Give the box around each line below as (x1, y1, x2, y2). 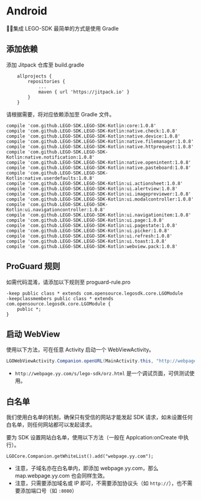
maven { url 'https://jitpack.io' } (38, 89, 130, 95)
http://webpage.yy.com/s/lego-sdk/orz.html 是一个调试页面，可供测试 (14, 370, 190, 377)
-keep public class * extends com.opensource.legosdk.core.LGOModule (6, 290, 184, 297)
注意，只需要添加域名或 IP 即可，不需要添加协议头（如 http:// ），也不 (14, 480, 187, 487)
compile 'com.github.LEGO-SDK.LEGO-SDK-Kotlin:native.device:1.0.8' (6, 133, 181, 139)
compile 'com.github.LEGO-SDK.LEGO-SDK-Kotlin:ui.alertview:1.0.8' (6, 185, 178, 191)
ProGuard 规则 (6, 261, 60, 271)
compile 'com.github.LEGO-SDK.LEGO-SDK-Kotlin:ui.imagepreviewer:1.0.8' (6, 191, 191, 197)
